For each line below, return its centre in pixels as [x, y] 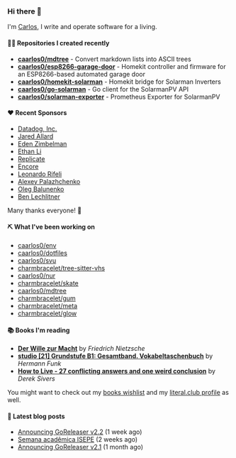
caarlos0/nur [36, 276]
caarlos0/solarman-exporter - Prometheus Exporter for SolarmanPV [119, 97]
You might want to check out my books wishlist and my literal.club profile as [118, 393]
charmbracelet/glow [47, 313]
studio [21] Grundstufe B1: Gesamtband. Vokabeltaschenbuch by [115, 356]
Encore [28, 166]
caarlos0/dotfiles [42, 253]
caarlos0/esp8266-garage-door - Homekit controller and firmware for [122, 66]
